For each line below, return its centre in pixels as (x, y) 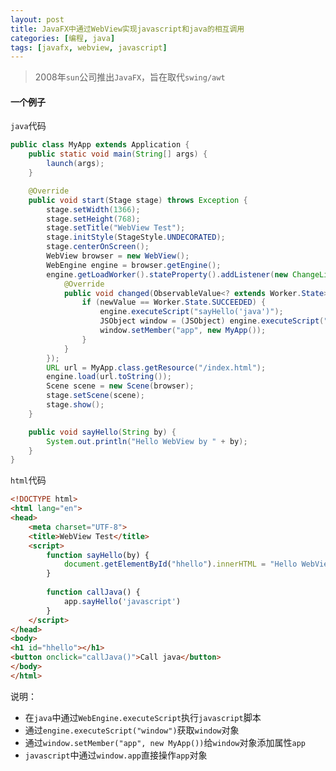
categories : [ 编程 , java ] (63, 38)
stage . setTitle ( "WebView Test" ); (116, 228)
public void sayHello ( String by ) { (102, 432)
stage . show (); (75, 405)
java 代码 (28, 126)
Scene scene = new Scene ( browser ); (120, 386)
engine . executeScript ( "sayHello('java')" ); (191, 312)
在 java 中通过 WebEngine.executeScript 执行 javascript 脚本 (143, 717)
